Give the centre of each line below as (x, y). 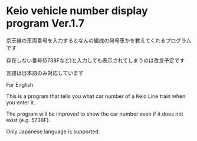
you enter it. (21, 102)
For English (20, 84)
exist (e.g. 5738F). (28, 120)
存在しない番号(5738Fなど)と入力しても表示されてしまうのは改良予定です (96, 60)
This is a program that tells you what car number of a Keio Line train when (96, 96)
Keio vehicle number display (77, 11)
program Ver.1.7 (45, 23)
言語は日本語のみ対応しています (45, 73)
